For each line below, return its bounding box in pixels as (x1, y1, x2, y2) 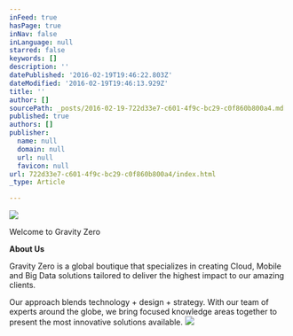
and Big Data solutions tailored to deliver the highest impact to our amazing (9, 270, 285, 281)
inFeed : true (9, 12, 58, 22)
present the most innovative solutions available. (9, 316, 184, 328)
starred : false (9, 46, 66, 55)
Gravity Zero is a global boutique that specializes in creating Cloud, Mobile (9, 261, 281, 271)
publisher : (9, 129, 50, 137)
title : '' (9, 87, 46, 96)
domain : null (17, 145, 66, 153)
